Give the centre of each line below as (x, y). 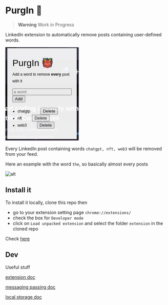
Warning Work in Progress (46, 25)
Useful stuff (18, 267)
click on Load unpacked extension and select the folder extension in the (88, 223)
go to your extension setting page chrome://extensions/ (72, 212)
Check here (17, 238)
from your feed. (22, 154)
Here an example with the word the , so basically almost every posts (77, 164)
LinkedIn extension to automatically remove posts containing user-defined (83, 34)
